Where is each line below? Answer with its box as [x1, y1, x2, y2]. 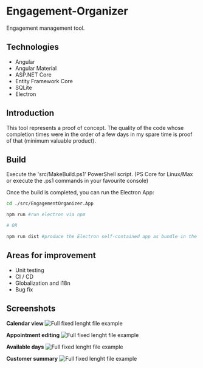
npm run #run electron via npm [6, 211, 86, 218]
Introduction [6, 108, 55, 118]
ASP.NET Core [15, 71, 52, 78]
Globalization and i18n [15, 279, 71, 287]
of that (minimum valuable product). [6, 137, 96, 144]
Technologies [6, 42, 60, 52]
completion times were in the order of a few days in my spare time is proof [6, 131, 193, 138]
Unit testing [15, 266, 44, 274]
